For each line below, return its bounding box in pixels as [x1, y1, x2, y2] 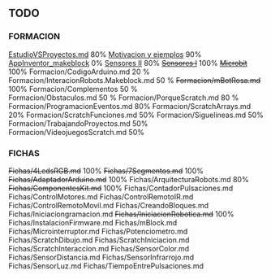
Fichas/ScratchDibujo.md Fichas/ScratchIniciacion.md [8, 235, 190, 245]
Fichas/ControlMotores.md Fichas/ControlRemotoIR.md [8, 191, 194, 202]
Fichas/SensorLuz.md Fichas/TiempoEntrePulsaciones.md [8, 260, 204, 271]
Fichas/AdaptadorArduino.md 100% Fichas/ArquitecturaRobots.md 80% [8, 174, 249, 184]
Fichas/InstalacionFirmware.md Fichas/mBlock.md [8, 217, 178, 227]
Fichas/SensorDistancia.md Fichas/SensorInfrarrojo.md [8, 252, 195, 262]
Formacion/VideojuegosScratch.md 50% [8, 127, 144, 137]
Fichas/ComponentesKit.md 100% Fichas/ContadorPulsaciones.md [8, 183, 234, 193]
